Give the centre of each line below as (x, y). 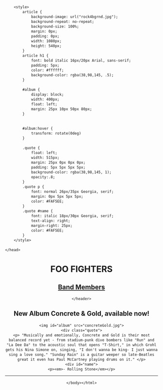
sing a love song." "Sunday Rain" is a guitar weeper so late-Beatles (81, 355)
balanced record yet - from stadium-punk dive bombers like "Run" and (81, 340)
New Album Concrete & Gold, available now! (81, 314)
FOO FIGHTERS (81, 269)
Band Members (81, 287)
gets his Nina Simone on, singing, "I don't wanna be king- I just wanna (81, 350)
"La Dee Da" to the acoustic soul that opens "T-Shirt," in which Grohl (81, 345)
